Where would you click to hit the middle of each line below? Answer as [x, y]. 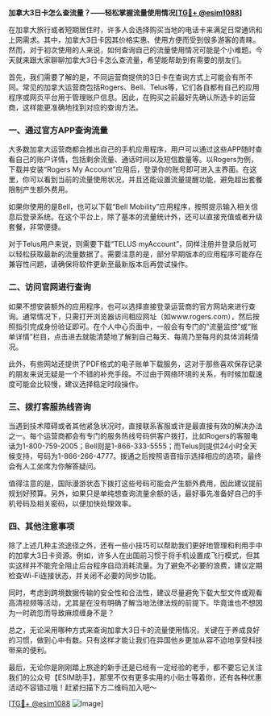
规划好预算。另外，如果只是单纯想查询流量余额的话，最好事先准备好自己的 [132, 493]
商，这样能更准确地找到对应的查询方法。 [75, 107]
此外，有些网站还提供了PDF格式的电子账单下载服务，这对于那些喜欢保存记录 [135, 364]
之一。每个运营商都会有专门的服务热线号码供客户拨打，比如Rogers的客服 [130, 435]
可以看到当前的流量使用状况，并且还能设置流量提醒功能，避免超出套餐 [146, 180]
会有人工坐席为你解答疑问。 [54, 466]
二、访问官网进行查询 [50, 287]
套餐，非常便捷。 [37, 227]
